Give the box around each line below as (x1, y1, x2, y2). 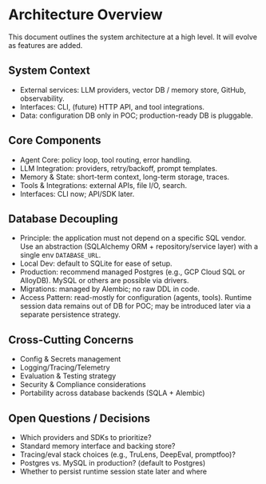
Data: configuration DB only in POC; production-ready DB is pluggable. (19, 110, 253, 120)
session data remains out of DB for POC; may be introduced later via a (19, 302, 252, 311)
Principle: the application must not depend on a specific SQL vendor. (19, 234, 246, 243)
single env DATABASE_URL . (19, 250, 101, 260)
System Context (8, 64, 90, 78)
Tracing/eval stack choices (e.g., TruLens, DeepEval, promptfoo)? (19, 450, 236, 459)
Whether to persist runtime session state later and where (19, 466, 208, 476)
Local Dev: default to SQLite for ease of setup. (19, 258, 173, 269)
